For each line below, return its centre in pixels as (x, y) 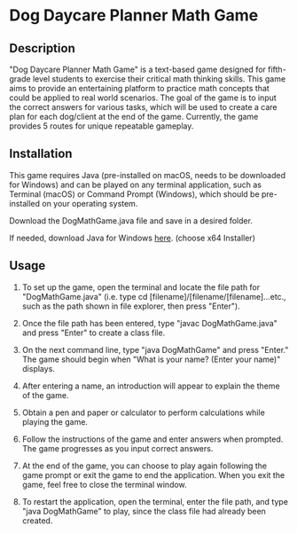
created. (37, 521)
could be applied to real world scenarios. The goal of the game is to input (143, 98)
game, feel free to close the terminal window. (105, 484)
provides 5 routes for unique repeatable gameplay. (102, 126)
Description (42, 48)
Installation (41, 154)
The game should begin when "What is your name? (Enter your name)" (151, 359)
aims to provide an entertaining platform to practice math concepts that (140, 88)
